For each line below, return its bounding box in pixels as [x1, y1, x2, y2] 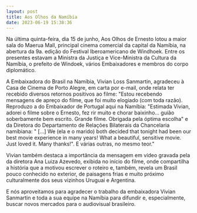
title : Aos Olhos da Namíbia [6, 14, 78, 20]
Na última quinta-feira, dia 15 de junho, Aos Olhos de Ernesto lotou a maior [6, 36, 187, 43]
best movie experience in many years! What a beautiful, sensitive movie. [6, 134, 182, 141]
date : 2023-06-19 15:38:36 [6, 19, 72, 25]
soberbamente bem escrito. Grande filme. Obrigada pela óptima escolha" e [6, 116, 188, 123]
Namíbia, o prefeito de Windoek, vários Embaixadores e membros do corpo [6, 60, 189, 67]
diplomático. [6, 67, 36, 74]
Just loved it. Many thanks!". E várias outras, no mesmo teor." [6, 140, 155, 147]
